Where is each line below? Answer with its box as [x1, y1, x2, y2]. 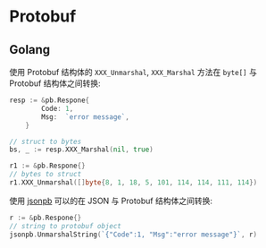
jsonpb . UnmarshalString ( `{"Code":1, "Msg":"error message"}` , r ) [9, 230, 257, 239]
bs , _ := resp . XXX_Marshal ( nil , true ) [9, 145, 154, 154]
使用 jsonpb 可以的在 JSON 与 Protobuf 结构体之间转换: [9, 195, 212, 206]
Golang [9, 42, 51, 57]
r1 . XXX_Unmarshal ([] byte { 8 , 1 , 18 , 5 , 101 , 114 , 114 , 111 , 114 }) [9, 178, 258, 187]
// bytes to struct [9, 170, 82, 179]
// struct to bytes [9, 137, 82, 146]
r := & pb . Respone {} [9, 213, 82, 222]
